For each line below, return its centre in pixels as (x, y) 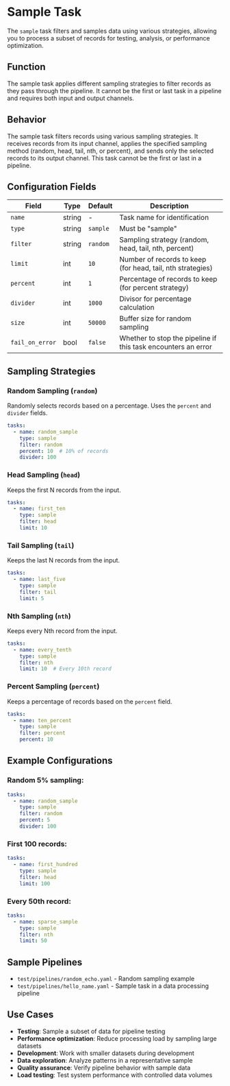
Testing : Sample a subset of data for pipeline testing (91, 1031)
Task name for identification (164, 218)
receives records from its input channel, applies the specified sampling (107, 143)
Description (169, 206)
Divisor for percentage (155, 299)
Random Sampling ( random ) (52, 391)
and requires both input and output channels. (71, 98)
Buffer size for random (155, 319)
